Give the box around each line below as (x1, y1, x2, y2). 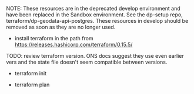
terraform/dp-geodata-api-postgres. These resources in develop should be (6, 18, 189, 24)
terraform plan (14, 81, 50, 88)
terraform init (14, 70, 47, 76)
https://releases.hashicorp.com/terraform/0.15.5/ (14, 41, 133, 48)
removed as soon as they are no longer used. (6, 23, 116, 30)
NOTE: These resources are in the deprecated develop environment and (6, 5, 180, 12)
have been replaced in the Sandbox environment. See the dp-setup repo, (6, 11, 183, 18)
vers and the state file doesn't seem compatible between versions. (6, 58, 168, 65)
